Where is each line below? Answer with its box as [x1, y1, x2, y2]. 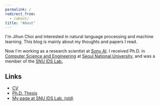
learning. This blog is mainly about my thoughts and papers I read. [5, 39, 137, 45]
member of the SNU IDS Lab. [5, 58, 63, 64]
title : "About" [5, 20, 36, 26]
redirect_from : [5, 12, 36, 16]
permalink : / [5, 7, 32, 12]
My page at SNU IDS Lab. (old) [12, 95, 74, 101]
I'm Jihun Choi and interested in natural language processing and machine [5, 34, 154, 40]
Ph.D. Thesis [12, 90, 38, 96]
